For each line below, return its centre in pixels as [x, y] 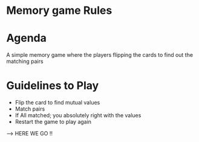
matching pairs [25, 62]
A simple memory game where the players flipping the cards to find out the [100, 55]
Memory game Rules [59, 11]
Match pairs [30, 109]
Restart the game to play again [53, 122]
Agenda [26, 38]
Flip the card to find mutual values [57, 103]
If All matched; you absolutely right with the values [78, 115]
